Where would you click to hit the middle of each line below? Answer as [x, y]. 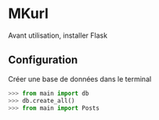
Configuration [43, 60]
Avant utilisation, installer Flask [58, 35]
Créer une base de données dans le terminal [80, 78]
